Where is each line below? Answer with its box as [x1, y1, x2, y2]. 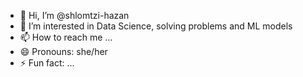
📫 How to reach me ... [19, 31, 113, 43]
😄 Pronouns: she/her [19, 46, 108, 57]
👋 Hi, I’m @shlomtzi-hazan [19, 10, 130, 21]
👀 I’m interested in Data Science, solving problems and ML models [19, 20, 293, 32]
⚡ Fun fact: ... [19, 57, 75, 69]
